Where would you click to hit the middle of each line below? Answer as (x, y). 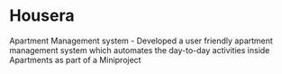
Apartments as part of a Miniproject (75, 60)
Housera (42, 16)
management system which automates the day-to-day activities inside (140, 50)
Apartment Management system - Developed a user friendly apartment (141, 41)
